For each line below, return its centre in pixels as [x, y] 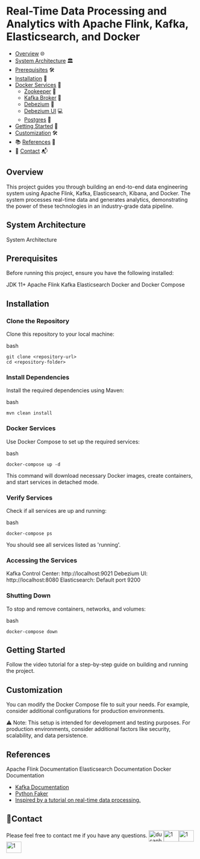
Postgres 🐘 [37, 120]
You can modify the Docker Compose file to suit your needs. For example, [98, 704]
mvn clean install [29, 413]
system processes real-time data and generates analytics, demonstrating [97, 199]
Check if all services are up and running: [56, 510]
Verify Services [30, 498]
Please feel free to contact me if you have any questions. [77, 835]
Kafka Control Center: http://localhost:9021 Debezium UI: [77, 574]
